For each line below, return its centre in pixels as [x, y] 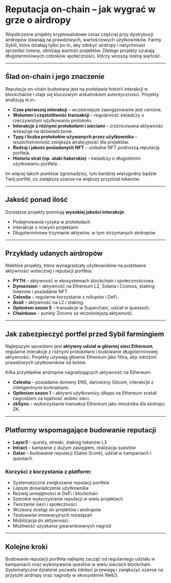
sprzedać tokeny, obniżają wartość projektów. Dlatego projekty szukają [80, 50]
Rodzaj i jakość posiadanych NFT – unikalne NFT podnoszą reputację [86, 147]
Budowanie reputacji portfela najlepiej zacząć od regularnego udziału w [80, 559]
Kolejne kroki [26, 547]
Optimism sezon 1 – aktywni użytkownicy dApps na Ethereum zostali [85, 393]
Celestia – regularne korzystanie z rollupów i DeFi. [65, 297]
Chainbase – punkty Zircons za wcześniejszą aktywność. [73, 313]
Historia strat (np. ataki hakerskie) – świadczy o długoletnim [77, 158]
